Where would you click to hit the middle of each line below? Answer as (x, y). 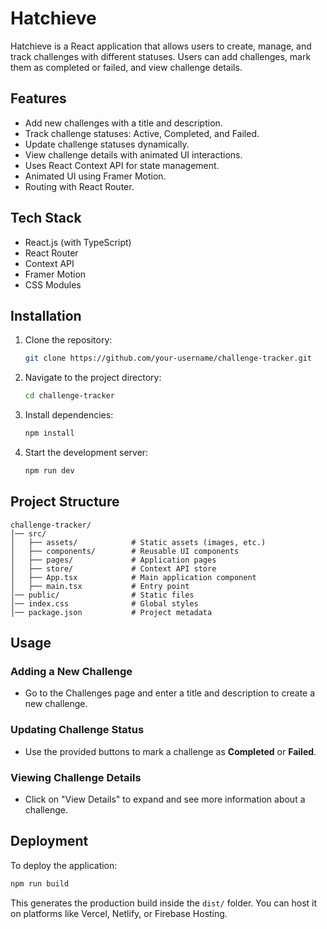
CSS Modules (53, 284)
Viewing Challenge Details (76, 777)
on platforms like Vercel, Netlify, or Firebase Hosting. (119, 913)
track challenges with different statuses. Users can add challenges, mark (161, 56)
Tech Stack (46, 218)
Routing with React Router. (79, 186)
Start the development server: (86, 452)
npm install (49, 433)
